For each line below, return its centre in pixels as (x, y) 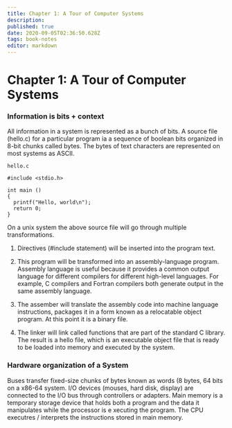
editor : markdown (32, 46)
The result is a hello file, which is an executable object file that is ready (118, 340)
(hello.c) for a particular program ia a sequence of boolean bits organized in (115, 139)
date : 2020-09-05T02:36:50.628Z (54, 33)
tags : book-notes (32, 39)
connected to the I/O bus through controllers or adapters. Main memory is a (115, 395)
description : (26, 20)
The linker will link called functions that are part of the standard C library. (121, 332)
